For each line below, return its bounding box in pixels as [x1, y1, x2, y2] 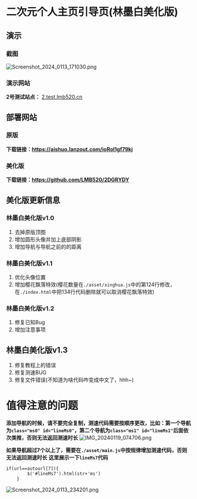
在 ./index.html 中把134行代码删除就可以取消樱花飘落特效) [14, 288, 155, 296]
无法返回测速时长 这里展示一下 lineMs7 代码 [6, 454, 108, 461]
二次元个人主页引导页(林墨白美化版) [6, 5, 179, 19]
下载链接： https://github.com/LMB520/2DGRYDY [6, 176, 130, 184]
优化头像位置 [14, 274, 46, 281]
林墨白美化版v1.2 [6, 304, 55, 313]
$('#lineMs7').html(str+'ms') [27, 471, 101, 477]
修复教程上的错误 [14, 362, 56, 369]
